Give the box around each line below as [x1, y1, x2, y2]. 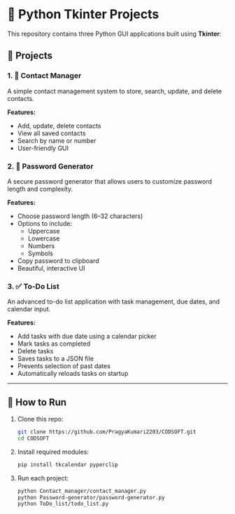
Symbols [27, 249, 54, 257]
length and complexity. [7, 184, 73, 193]
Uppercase [27, 226, 60, 235]
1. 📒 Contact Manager [7, 71, 82, 81]
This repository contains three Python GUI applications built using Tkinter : [7, 29, 222, 38]
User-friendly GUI [17, 144, 69, 152]
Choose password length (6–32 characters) [17, 212, 143, 220]
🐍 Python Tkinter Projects [7, 6, 159, 22]
